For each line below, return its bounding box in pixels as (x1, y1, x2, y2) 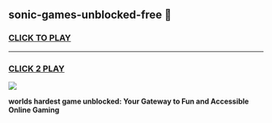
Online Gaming (8, 104, 60, 114)
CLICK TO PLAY (8, 32, 71, 44)
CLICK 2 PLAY (8, 62, 65, 74)
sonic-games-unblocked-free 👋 (8, 8, 172, 22)
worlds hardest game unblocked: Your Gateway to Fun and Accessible (8, 96, 249, 106)
